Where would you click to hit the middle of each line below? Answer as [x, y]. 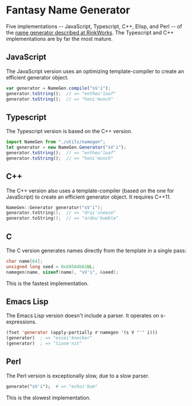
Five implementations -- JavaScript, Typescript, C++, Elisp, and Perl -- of [94, 26]
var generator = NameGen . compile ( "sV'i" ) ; [58, 88]
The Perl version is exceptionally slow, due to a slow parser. [78, 376]
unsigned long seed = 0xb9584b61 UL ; [50, 266]
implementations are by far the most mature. [59, 39]
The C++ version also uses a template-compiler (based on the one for [90, 190]
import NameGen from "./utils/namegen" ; [56, 142]
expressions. [21, 322]
